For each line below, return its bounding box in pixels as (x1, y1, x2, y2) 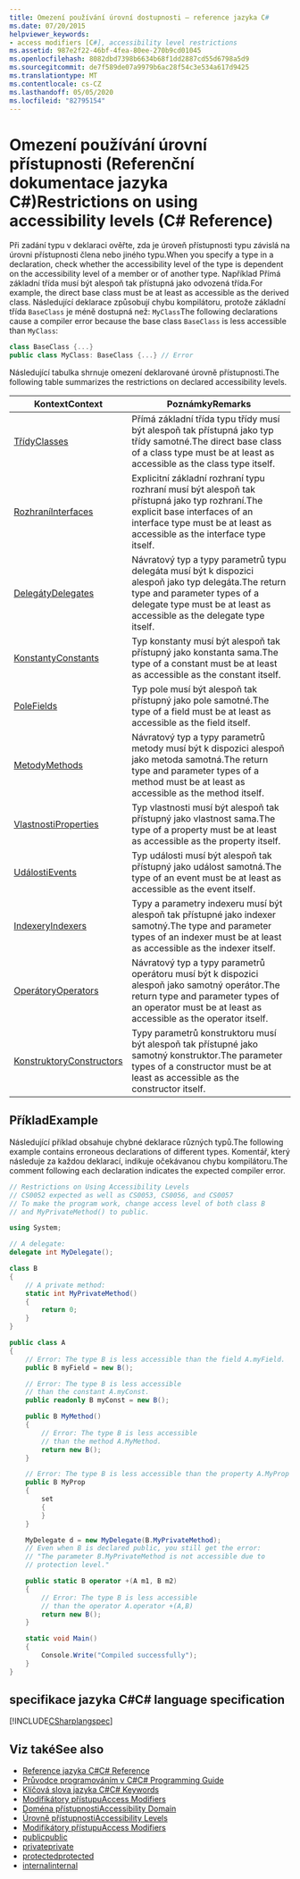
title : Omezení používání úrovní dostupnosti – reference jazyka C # (9, 13, 270, 22)
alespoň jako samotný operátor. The (131, 979, 280, 991)
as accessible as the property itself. (131, 835, 281, 848)
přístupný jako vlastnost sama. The (131, 813, 276, 825)
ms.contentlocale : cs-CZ (9, 79, 102, 88)
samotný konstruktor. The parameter (131, 1049, 283, 1062)
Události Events (13, 866, 78, 879)
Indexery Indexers (13, 920, 87, 932)
